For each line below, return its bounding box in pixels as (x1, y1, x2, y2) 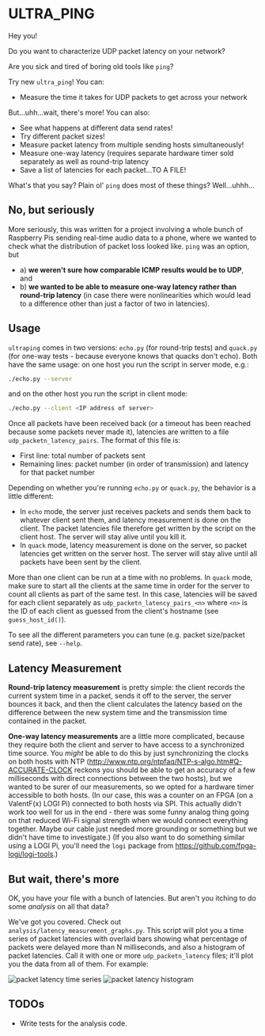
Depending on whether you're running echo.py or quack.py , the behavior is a (8, 483, 256, 493)
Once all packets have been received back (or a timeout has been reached (8, 419, 252, 428)
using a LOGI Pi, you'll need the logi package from (8, 841, 174, 851)
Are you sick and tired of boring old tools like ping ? (8, 61, 174, 71)
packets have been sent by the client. (19, 558, 142, 567)
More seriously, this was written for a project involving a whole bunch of (8, 224, 244, 234)
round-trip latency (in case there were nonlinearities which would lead (19, 290, 252, 299)
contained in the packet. (8, 716, 87, 726)
